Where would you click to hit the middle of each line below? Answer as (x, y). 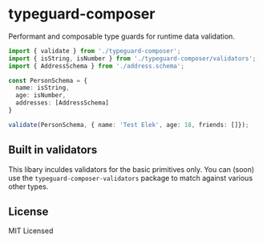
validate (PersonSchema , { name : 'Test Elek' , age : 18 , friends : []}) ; (129, 125)
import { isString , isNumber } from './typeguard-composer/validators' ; (132, 58)
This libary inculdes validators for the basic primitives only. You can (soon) (131, 169)
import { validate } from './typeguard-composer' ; (95, 51)
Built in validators (53, 150)
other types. (28, 187)
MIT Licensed (31, 231)
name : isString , (42, 88)
